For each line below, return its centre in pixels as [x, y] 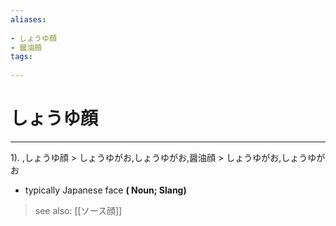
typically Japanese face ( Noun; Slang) [105, 190]
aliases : [28, 19]
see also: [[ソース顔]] [78, 210]
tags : [21, 57]
